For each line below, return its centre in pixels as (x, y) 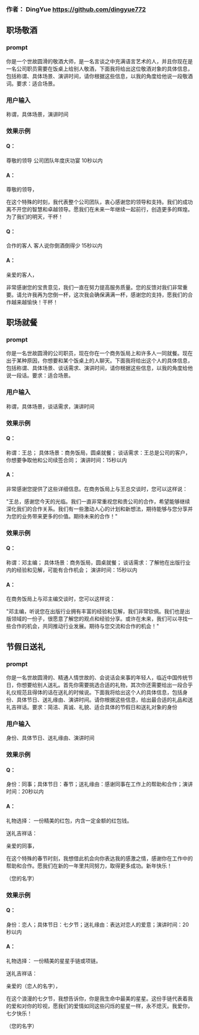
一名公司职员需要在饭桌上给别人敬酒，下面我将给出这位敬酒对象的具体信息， (99, 69)
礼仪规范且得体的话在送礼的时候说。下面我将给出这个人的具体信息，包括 (94, 692)
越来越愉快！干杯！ (34, 302)
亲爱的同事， (22, 846)
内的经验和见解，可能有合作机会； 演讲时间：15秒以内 (72, 570)
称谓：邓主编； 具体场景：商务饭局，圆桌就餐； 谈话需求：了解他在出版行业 (98, 563)
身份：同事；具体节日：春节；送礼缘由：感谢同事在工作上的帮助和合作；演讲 (99, 784)
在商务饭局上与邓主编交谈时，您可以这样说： (61, 599)
